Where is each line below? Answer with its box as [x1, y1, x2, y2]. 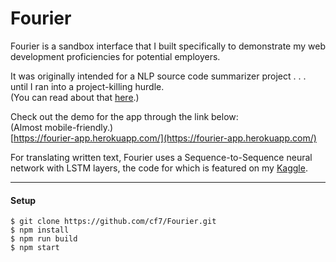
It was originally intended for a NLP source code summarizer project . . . [10, 70, 307, 82]
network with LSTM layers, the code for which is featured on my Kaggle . [10, 162, 308, 174]
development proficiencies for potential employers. [10, 50, 221, 62]
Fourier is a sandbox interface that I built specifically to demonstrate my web [10, 40, 326, 52]
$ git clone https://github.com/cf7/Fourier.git [10, 217, 217, 227]
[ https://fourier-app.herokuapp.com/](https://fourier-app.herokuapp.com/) [10, 132, 317, 144]
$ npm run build [10, 234, 78, 244]
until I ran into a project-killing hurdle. [10, 80, 165, 92]
